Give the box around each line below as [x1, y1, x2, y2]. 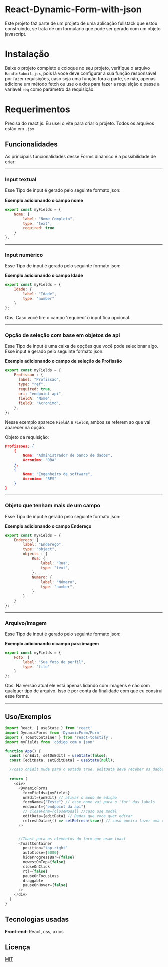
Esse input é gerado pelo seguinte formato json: [5, 348, 104, 354]
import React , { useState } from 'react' [5, 726, 93, 731]
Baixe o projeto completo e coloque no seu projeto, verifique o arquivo [5, 65, 150, 71]
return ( [9, 776, 28, 782]
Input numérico [5, 251, 43, 258]
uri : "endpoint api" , [18, 391, 64, 397]
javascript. [5, 31, 27, 37]
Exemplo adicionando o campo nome [5, 197, 83, 203]
